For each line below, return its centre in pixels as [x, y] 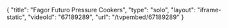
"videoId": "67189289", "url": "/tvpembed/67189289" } [106, 17]
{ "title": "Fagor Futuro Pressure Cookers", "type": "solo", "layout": [101, 10]
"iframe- [209, 10]
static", [17, 17]
